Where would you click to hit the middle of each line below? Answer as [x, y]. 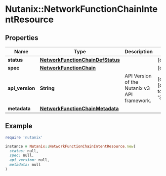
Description [139, 52]
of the [131, 82]
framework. [138, 101]
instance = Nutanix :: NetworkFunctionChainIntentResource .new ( [70, 146]
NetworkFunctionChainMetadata [79, 108]
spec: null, [22, 156]
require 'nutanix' [24, 137]
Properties [22, 38]
